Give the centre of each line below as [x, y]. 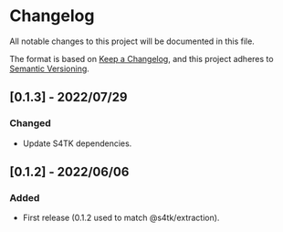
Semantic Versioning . [49, 69]
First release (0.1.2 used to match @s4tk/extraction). [121, 218]
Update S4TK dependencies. [77, 143]
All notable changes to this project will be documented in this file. [132, 41]
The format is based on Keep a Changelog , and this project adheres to [141, 58]
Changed [31, 123]
